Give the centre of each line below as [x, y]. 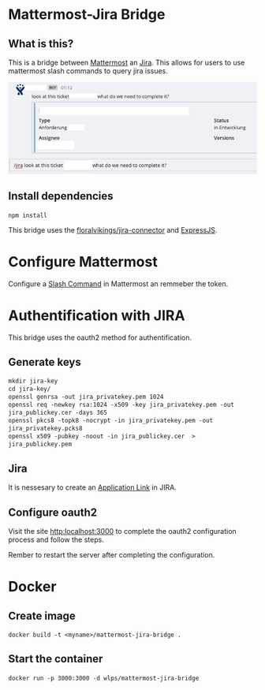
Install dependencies [61, 196]
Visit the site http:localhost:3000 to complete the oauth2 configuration [122, 531]
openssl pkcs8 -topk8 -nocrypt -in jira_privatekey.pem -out [111, 421]
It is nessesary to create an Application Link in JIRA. [93, 487]
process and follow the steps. [56, 540]
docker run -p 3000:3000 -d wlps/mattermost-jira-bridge [104, 678]
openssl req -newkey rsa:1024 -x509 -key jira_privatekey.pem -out [121, 405]
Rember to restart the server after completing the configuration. [112, 555]
